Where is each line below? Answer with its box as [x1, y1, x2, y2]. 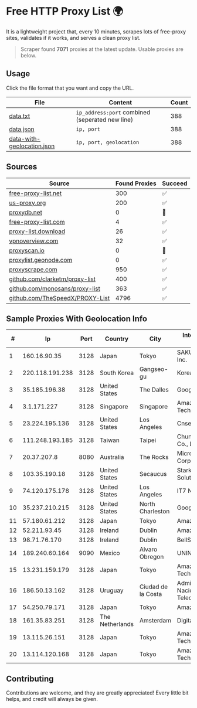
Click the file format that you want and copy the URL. [6, 84, 134, 91]
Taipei [139, 436, 157, 444]
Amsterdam [139, 617, 172, 625]
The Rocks [139, 453, 169, 461]
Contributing [6, 673, 54, 683]
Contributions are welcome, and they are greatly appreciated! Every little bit [6, 689, 189, 696]
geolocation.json [9, 142, 55, 150]
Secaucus [139, 470, 167, 478]
